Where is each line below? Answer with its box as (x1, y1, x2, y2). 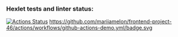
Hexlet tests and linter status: (6, 5, 94, 13)
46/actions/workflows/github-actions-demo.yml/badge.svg (6, 24, 153, 31)
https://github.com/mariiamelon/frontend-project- (49, 18, 172, 25)
